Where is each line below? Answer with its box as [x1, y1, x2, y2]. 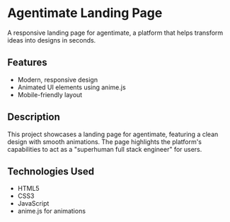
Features [7, 57, 47, 69]
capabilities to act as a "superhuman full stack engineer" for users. [7, 145, 202, 153]
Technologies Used [7, 165, 94, 177]
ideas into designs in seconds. [7, 35, 96, 44]
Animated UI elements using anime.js [17, 83, 126, 91]
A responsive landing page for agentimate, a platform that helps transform [7, 28, 224, 37]
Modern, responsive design [17, 75, 98, 84]
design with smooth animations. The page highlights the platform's [7, 137, 202, 146]
